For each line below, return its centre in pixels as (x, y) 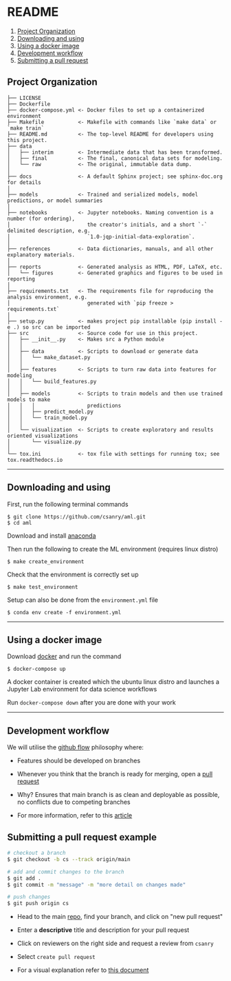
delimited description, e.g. (49, 231)
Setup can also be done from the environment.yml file (82, 600)
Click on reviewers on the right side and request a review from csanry (115, 943)
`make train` (26, 128)
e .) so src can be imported (49, 327)
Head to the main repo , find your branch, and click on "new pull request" (120, 917)
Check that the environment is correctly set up (73, 574)
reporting (21, 279)
